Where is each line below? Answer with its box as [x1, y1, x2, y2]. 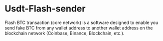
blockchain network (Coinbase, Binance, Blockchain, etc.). [4, 30, 125, 36]
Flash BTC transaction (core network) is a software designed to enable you [4, 19, 159, 25]
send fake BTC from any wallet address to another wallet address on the [4, 24, 153, 30]
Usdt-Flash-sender [4, 3, 86, 14]
